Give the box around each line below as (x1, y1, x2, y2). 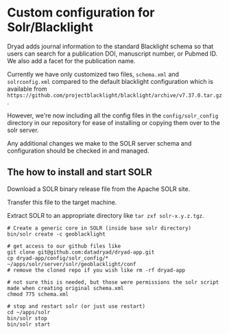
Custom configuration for (7, 5, 155, 21)
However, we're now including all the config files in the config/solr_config (7, 111, 219, 120)
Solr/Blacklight (7, 19, 94, 35)
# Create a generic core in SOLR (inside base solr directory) (7, 225, 192, 232)
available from (7, 85, 47, 93)
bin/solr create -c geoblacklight (7, 230, 106, 238)
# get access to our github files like (7, 243, 121, 249)
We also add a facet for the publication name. (7, 56, 136, 65)
